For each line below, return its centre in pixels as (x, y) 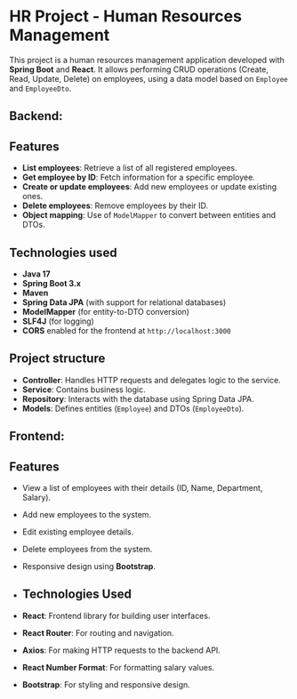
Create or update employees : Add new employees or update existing (149, 187)
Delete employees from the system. (87, 549)
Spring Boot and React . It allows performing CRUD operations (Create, (139, 69)
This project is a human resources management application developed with (147, 60)
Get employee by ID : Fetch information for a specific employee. (138, 177)
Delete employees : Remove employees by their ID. (115, 205)
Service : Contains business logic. (84, 390)
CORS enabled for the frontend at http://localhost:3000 (126, 330)
